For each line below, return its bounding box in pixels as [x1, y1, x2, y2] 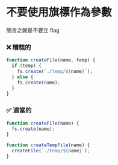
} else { [11, 73, 34, 80]
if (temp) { [11, 63, 42, 69]
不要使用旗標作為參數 [6, 5, 113, 19]
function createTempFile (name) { [6, 142, 90, 148]
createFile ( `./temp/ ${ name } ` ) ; [11, 148, 90, 154]
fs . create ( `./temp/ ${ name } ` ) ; [17, 68, 93, 74]
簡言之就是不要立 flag [6, 26, 60, 34]
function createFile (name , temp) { [6, 57, 96, 63]
